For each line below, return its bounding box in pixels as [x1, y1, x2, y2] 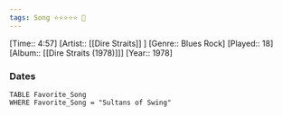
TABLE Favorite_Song [9, 90, 88, 99]
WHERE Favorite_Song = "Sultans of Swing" [9, 98, 172, 107]
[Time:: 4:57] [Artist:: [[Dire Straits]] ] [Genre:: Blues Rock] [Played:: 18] [9, 38, 274, 49]
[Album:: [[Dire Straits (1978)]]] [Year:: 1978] [9, 47, 174, 58]
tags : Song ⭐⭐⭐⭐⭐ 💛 [9, 13, 86, 22]
